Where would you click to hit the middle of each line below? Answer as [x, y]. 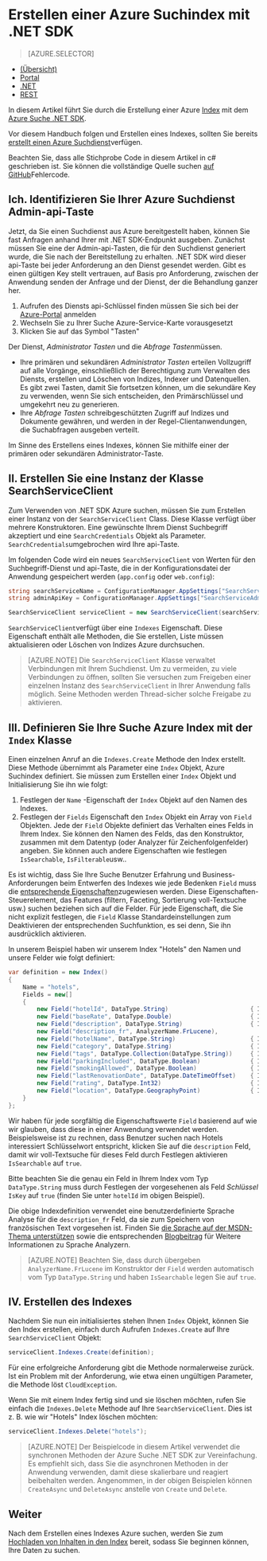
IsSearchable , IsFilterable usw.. [73, 859]
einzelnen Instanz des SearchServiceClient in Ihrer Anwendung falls [139, 685]
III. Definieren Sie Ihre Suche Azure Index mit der [130, 727]
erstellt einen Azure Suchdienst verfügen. [75, 142]
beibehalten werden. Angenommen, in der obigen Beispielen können [140, 1481]
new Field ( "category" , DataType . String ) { [145, 1046]
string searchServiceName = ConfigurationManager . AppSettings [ [115, 591]
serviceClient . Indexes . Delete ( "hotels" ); [78, 1432]
